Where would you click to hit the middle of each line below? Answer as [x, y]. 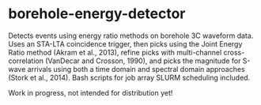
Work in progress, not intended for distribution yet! [91, 92]
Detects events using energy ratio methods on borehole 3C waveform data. [131, 36]
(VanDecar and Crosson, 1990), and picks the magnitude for [143, 61]
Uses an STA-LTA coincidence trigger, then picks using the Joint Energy [125, 43]
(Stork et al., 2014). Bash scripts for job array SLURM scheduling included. [129, 77]
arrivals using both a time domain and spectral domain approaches [136, 69]
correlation [26, 61]
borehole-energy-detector [97, 14]
